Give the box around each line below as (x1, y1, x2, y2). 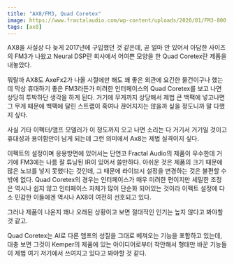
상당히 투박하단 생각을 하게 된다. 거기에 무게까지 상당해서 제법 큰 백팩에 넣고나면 (7, 93, 226, 102)
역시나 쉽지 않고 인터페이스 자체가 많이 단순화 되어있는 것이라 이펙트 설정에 (14, 184, 218, 193)
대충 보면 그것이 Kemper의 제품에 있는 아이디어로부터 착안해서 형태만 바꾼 (7, 240, 209, 249)
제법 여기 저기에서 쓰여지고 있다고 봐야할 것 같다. (14, 249, 147, 258)
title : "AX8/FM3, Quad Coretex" (7, 10, 101, 18)
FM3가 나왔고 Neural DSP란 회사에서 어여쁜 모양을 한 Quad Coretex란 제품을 (14, 52, 227, 60)
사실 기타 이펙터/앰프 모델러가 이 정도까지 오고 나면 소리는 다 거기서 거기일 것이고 (7, 125, 228, 134)
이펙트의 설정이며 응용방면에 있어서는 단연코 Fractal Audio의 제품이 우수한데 (7, 149, 215, 158)
